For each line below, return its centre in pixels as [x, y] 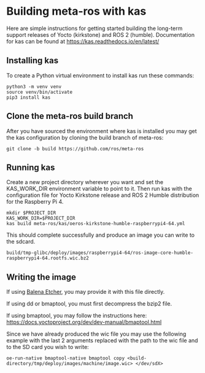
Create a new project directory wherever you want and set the [85, 182]
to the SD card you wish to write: [48, 347]
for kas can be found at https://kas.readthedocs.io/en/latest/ [83, 41]
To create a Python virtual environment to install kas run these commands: [100, 75]
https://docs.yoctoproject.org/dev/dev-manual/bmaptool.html [84, 322]
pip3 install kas [29, 97]
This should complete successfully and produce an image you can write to [101, 235]
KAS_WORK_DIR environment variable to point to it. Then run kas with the [99, 189]
